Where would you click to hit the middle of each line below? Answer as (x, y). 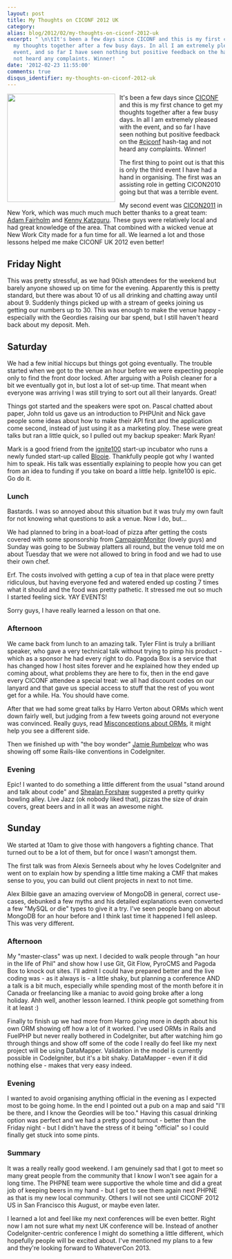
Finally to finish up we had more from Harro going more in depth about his (112, 1021)
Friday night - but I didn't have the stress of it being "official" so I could (108, 1128)
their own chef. (29, 562)
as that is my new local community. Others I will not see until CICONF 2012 (113, 1197)
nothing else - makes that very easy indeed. (70, 1065)
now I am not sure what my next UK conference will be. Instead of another (113, 1226)
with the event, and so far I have (165, 127)
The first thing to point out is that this (172, 163)
